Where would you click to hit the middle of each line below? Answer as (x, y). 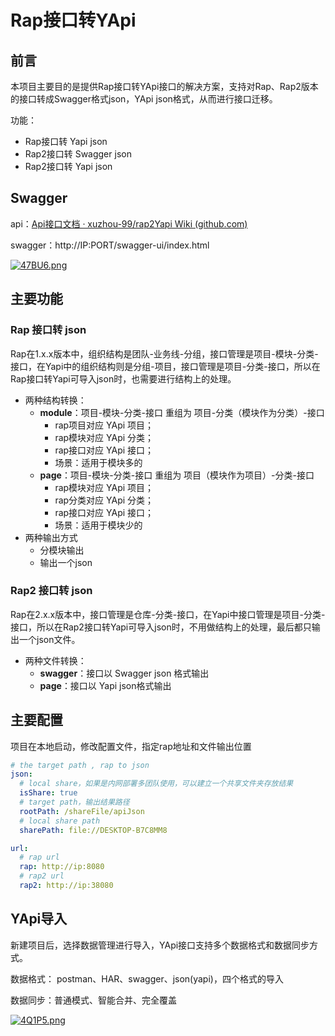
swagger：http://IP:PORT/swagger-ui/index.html (110, 245)
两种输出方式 (51, 537)
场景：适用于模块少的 (98, 525)
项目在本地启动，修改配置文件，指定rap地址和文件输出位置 (131, 746)
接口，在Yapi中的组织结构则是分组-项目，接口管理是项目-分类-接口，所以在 (165, 366)
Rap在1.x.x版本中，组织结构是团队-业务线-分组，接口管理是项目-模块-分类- (164, 353)
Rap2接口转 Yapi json (68, 166)
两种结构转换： (55, 400)
